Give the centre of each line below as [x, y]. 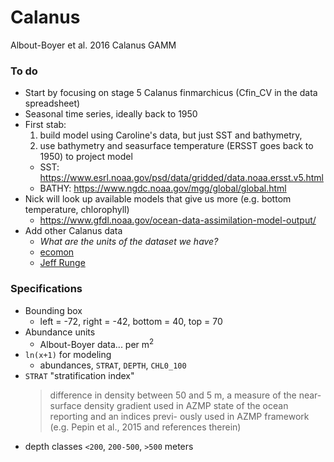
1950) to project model [86, 157]
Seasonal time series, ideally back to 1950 [111, 114]
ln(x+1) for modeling [68, 355]
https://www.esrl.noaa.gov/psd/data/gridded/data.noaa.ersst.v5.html [181, 178]
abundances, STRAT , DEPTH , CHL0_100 [113, 365]
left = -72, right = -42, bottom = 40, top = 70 [131, 321]
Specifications [46, 289]
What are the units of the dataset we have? [129, 242]
